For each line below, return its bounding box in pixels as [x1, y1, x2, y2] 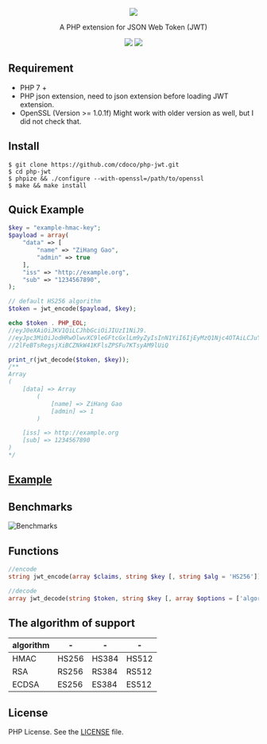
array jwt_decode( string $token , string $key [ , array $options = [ [8, 594, 240, 603]
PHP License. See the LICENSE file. [8, 727, 125, 737]
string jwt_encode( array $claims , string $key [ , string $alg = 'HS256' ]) [8, 572, 261, 580]
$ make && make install [8, 181, 87, 190]
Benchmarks [8, 500, 73, 514]
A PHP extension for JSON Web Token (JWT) [59, 22, 208, 32]
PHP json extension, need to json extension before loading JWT [19, 91, 229, 101]
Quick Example [8, 203, 85, 217]
